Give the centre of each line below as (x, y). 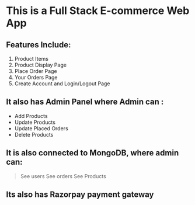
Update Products (35, 122)
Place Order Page (36, 71)
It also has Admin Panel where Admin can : (85, 102)
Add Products (31, 116)
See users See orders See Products (63, 176)
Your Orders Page (36, 77)
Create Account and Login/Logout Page (62, 84)
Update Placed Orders (41, 128)
